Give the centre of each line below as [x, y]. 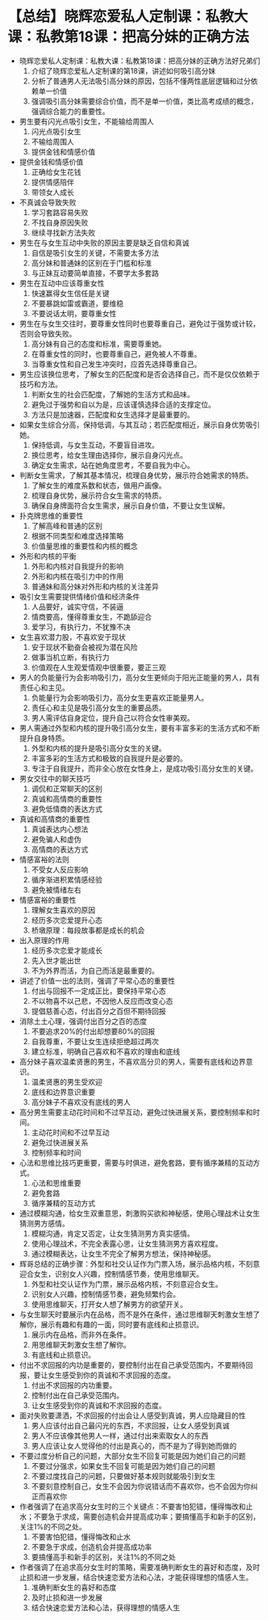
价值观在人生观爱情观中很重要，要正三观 [98, 667]
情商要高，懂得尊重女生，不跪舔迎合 [92, 616]
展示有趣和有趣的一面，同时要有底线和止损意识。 [122, 1324]
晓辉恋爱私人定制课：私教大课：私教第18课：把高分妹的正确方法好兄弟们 [140, 61]
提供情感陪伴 [52, 182]
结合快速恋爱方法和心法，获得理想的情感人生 [106, 1607]
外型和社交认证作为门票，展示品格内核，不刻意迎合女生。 [127, 1284]
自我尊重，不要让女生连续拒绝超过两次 [95, 1041]
